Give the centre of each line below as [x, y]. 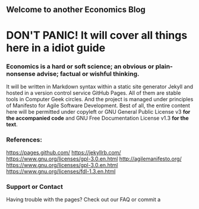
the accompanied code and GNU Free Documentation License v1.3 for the [97, 118]
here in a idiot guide [56, 48]
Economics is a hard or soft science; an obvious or [80, 66]
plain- [164, 66]
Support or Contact [35, 187]
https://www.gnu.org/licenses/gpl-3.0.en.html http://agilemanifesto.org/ [94, 159]
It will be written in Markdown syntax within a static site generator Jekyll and [100, 86]
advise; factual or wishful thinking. [88, 73]
